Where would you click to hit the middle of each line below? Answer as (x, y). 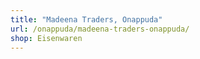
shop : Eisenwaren (46, 38)
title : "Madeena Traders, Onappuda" (86, 19)
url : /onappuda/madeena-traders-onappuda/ (100, 29)
